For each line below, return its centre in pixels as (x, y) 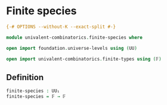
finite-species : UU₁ (33, 91)
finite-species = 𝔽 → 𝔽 (36, 97)
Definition (25, 77)
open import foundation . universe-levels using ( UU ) (72, 48)
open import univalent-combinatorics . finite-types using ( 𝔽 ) (84, 59)
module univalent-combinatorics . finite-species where (75, 37)
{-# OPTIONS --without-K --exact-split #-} (61, 27)
